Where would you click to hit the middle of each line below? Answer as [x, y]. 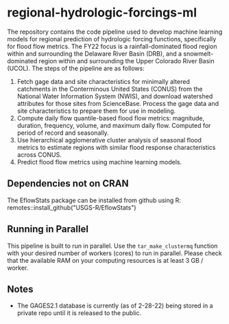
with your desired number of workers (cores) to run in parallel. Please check [115, 253]
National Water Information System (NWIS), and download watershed [115, 96]
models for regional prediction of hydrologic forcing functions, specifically [112, 39]
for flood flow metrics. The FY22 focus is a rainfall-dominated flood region [112, 46]
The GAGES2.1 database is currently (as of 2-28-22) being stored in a [115, 306]
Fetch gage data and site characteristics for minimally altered [103, 81]
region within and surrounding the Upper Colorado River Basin [126, 61]
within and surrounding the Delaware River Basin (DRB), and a [95, 54]
